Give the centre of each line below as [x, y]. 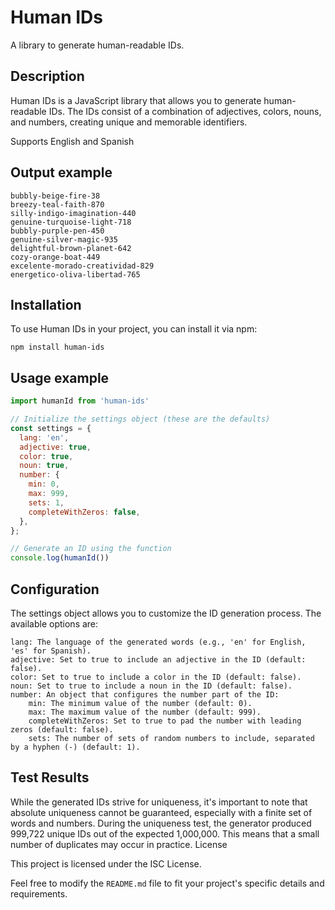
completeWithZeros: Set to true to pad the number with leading [165, 721]
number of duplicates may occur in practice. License [119, 844]
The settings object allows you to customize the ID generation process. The [166, 613]
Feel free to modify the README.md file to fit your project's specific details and [167, 883]
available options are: [54, 624]
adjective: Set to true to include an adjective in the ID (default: [158, 660]
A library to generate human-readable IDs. [97, 45]
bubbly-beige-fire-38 [55, 196]
